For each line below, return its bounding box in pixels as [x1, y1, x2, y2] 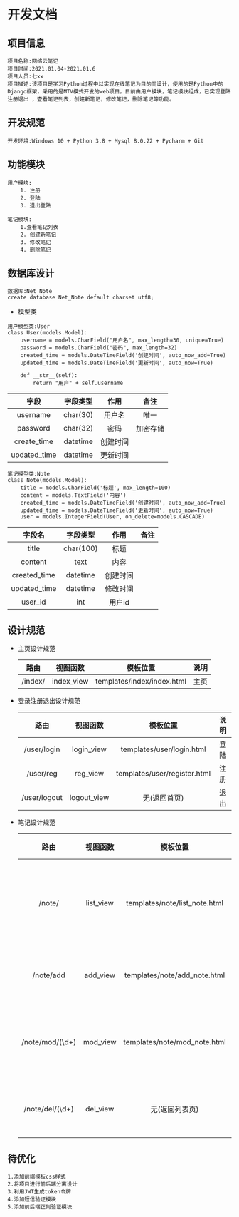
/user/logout [21, 793, 63, 803]
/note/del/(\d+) [23, 1104, 75, 1114]
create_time [14, 436, 53, 446]
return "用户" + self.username [33, 379, 124, 387]
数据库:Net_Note [7, 288, 53, 295]
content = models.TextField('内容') [20, 492, 127, 499]
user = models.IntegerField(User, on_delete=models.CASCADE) [20, 513, 205, 520]
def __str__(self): [20, 372, 78, 379]
